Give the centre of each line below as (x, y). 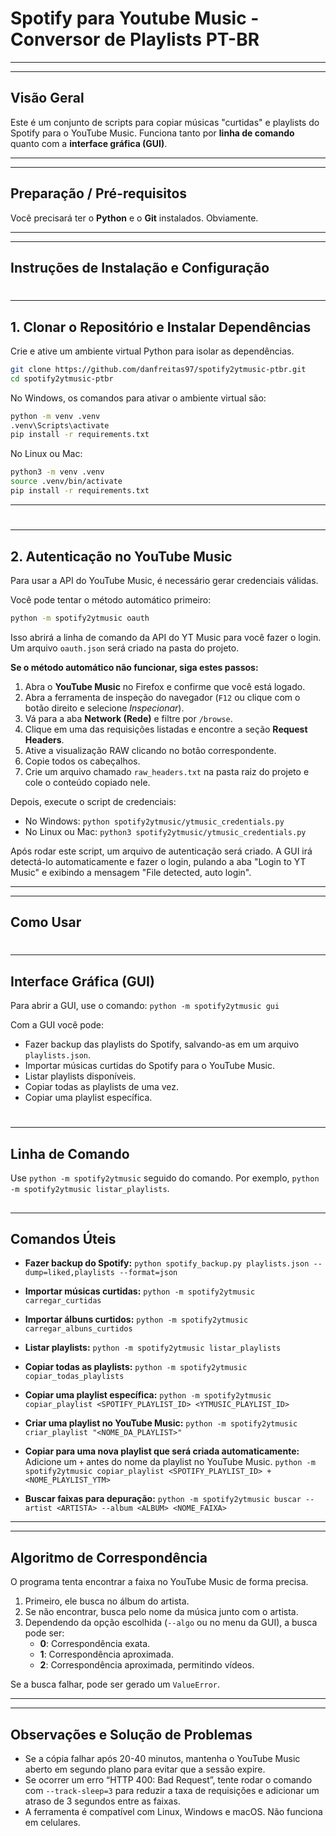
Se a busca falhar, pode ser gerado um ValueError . (115, 1684)
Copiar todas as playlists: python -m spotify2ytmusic (136, 1367)
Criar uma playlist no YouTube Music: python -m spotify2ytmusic (161, 1423)
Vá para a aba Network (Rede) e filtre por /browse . (128, 718)
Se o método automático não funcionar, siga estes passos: (134, 667)
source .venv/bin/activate (66, 482)
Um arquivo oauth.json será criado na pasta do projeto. (125, 648)
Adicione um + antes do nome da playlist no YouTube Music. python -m (170, 1462)
